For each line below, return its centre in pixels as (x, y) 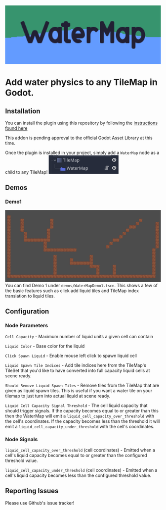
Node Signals (21, 439)
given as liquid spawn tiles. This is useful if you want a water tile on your (79, 390)
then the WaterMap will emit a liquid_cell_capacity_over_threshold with (80, 416)
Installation (23, 111)
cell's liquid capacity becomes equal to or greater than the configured (76, 455)
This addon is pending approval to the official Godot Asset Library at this (79, 138)
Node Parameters (27, 326)
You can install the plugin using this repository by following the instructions (82, 123)
